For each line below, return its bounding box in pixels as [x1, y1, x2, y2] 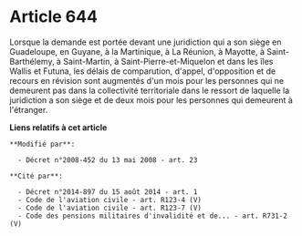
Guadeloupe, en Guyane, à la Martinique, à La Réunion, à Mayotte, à [9, 46, 266, 56]
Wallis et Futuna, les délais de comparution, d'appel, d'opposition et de [9, 66, 276, 77]
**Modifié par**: [9, 139, 76, 149]
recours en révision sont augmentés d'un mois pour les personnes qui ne [9, 75, 285, 86]
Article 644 [9, 6, 99, 27]
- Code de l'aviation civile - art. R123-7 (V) [17, 203, 203, 212]
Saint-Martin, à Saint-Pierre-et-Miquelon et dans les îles [63, 56, 274, 67]
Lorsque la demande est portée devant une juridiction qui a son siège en [9, 36, 282, 47]
